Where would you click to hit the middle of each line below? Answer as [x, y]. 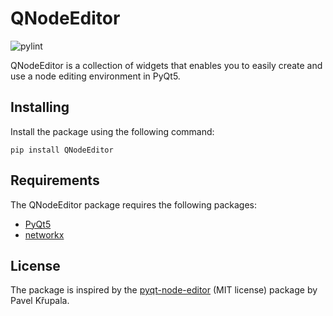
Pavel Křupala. [40, 301]
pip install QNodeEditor [62, 150]
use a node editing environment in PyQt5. [95, 76]
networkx [44, 234]
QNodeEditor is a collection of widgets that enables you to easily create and [166, 65]
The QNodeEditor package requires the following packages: [133, 204]
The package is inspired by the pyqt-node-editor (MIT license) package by [164, 290]
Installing [40, 107]
